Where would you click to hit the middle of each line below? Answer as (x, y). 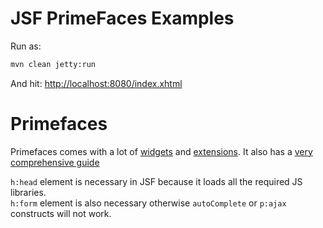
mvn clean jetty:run (53, 64)
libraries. (28, 192)
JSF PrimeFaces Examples (122, 18)
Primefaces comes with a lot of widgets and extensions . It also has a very (161, 151)
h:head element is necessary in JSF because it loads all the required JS (156, 181)
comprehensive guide (55, 162)
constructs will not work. (61, 213)
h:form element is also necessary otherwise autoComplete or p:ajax (148, 203)
